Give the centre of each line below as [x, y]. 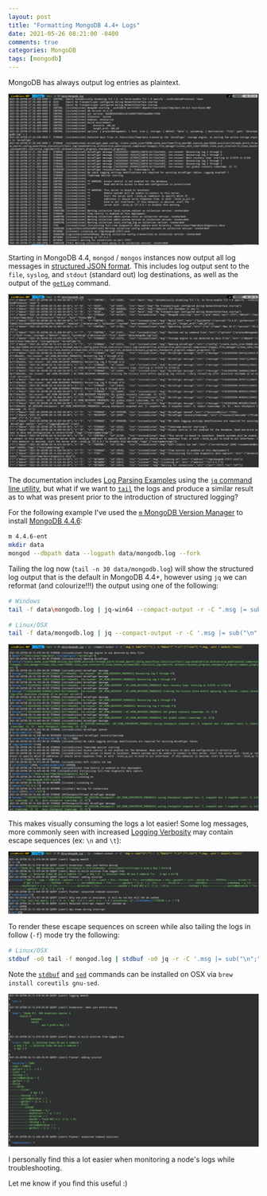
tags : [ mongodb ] [35, 59]
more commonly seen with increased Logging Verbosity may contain [121, 831]
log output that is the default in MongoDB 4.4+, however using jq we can [128, 577]
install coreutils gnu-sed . [54, 983]
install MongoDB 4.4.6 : [46, 521]
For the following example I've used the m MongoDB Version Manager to [126, 513]
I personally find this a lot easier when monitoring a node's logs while [122, 1159]
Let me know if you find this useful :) [68, 1183]
